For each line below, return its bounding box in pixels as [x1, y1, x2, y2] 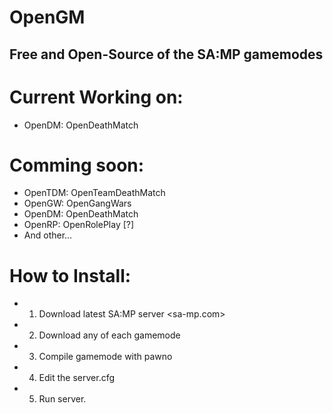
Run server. [38, 393, 87, 405]
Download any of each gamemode [38, 329, 181, 341]
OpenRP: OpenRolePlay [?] [23, 219, 135, 231]
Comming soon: [9, 154, 145, 176]
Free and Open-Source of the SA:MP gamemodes [9, 46, 324, 63]
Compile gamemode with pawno [38, 351, 173, 363]
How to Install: [9, 264, 132, 287]
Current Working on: [9, 86, 184, 108]
